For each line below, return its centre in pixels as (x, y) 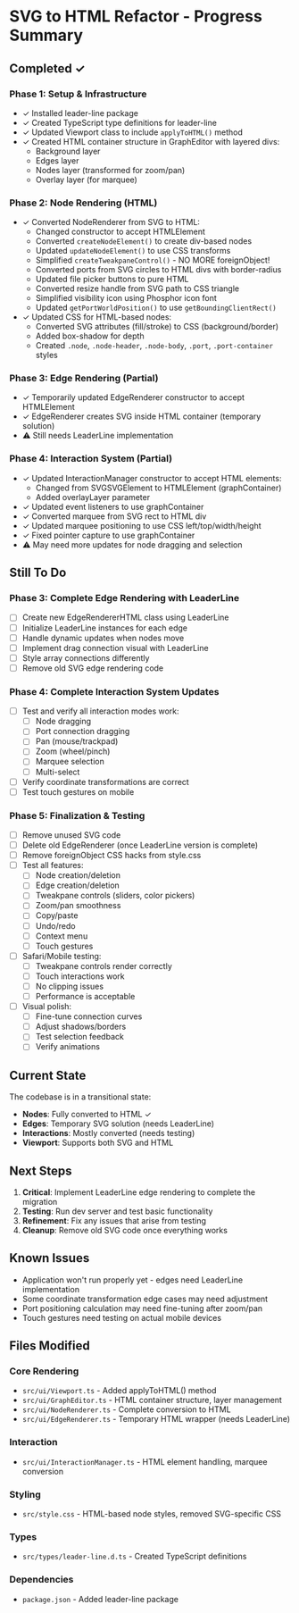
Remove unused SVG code (71, 835)
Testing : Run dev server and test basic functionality (117, 1211)
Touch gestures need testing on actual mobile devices (121, 1317)
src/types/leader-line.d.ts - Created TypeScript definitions (134, 1557)
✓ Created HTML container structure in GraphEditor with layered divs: (151, 141)
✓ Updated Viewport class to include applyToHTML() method (133, 132)
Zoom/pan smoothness (78, 906)
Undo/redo (55, 925)
